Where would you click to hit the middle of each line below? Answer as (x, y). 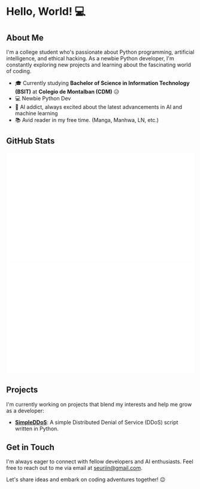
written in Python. (37, 429)
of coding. (19, 71)
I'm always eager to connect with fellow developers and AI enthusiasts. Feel (100, 462)
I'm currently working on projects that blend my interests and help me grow (99, 404)
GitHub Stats (31, 141)
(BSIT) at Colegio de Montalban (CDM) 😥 (67, 91)
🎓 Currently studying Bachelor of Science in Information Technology (102, 83)
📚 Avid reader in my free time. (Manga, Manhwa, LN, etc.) (87, 120)
